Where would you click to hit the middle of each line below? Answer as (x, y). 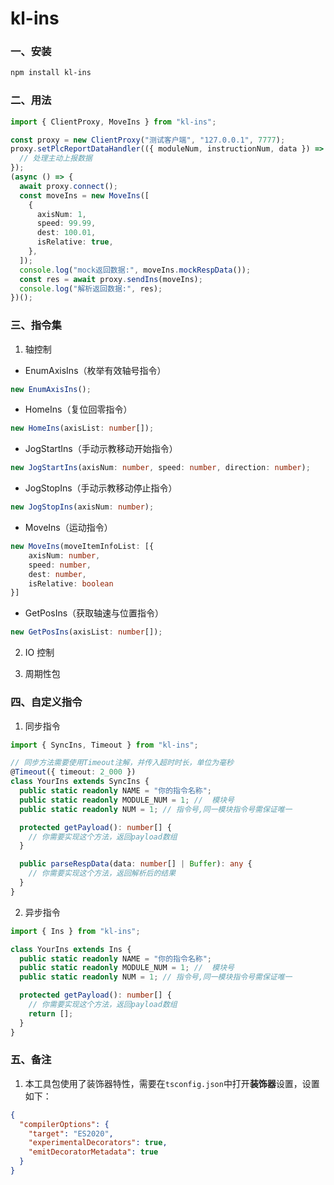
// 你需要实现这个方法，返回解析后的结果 (102, 873)
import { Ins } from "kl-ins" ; (75, 931)
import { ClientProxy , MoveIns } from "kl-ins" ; (113, 122)
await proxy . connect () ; (68, 186)
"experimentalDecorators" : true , (98, 1143)
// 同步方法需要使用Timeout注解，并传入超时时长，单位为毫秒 (122, 763)
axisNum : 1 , (61, 214)
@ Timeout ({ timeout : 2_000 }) (73, 772)
